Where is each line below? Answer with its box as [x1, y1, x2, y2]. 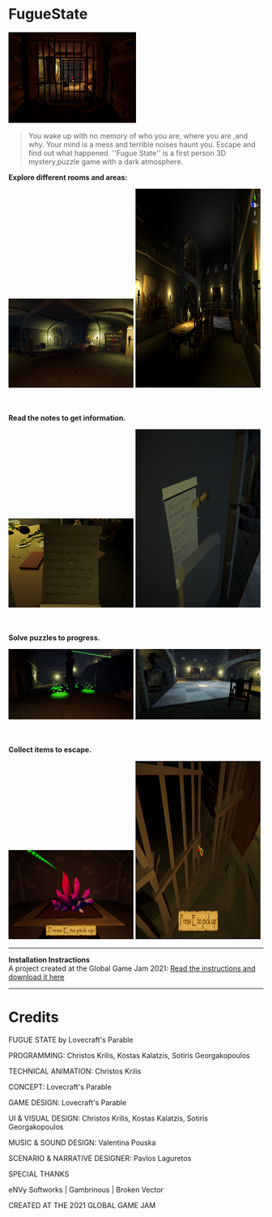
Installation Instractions [8, 954, 91, 964]
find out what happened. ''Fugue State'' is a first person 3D [28, 147, 227, 158]
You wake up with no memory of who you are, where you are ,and [28, 130, 249, 140]
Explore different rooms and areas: [8, 172, 128, 182]
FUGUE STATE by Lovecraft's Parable [8, 1035, 134, 1044]
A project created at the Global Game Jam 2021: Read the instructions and [8, 963, 257, 973]
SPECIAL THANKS [8, 1168, 70, 1179]
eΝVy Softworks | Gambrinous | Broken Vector [8, 1185, 164, 1194]
